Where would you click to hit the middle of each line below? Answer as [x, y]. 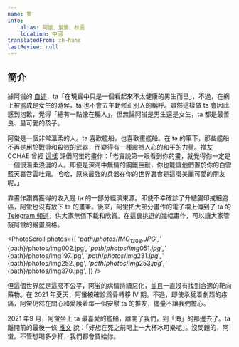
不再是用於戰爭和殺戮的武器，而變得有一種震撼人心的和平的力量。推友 [110, 147]
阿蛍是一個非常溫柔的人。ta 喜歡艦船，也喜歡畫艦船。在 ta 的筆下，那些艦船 [118, 138]
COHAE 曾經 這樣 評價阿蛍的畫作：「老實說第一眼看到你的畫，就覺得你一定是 [119, 156]
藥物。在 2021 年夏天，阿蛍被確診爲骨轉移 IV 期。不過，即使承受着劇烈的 [115, 294]
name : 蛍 [20, 14]
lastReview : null [33, 47]
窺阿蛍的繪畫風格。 [36, 224]
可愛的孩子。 [45, 123]
